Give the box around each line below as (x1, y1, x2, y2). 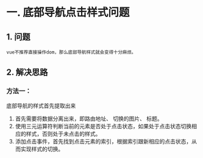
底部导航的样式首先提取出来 (6, 101, 76, 109)
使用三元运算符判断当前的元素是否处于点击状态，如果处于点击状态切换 (15, 122, 192, 129)
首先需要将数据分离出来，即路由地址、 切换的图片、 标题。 (15, 115, 163, 122)
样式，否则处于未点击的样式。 (26, 130, 101, 137)
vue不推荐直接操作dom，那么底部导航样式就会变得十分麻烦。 (6, 49, 137, 55)
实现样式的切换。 (20, 145, 64, 153)
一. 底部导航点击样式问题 (6, 5, 130, 19)
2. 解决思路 (6, 67, 48, 78)
